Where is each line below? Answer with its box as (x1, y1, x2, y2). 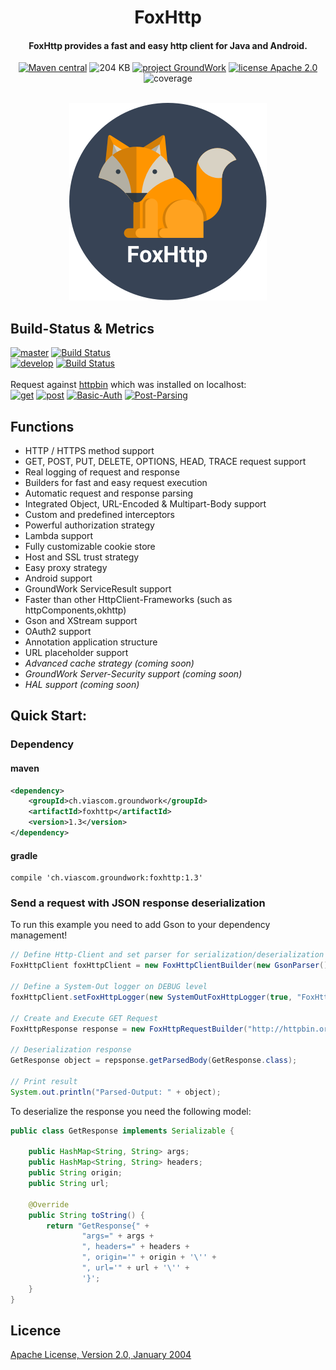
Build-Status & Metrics (10, 320, 155, 337)
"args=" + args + (81, 1231, 155, 1241)
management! (10, 929, 68, 941)
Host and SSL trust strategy (24, 551, 140, 563)
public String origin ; (28, 1168, 123, 1178)
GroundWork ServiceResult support (24, 583, 172, 595)
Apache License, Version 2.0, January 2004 (10, 1349, 192, 1361)
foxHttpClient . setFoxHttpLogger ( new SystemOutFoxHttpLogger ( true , (10, 992, 293, 1002)
